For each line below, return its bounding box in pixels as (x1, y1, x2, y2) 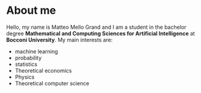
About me (6, 4, 56, 17)
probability (14, 54, 42, 61)
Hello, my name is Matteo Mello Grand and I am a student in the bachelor (6, 23, 187, 31)
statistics (14, 61, 38, 68)
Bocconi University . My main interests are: (6, 36, 113, 43)
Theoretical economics (14, 67, 72, 74)
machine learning (14, 47, 58, 55)
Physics (14, 73, 35, 80)
